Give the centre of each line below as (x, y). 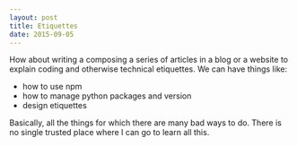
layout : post (34, 17)
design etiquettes (54, 106)
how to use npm (52, 87)
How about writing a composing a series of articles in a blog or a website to (149, 60)
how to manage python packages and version (107, 96)
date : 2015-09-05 (42, 34)
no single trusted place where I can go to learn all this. (109, 133)
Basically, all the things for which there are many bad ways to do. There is (146, 123)
